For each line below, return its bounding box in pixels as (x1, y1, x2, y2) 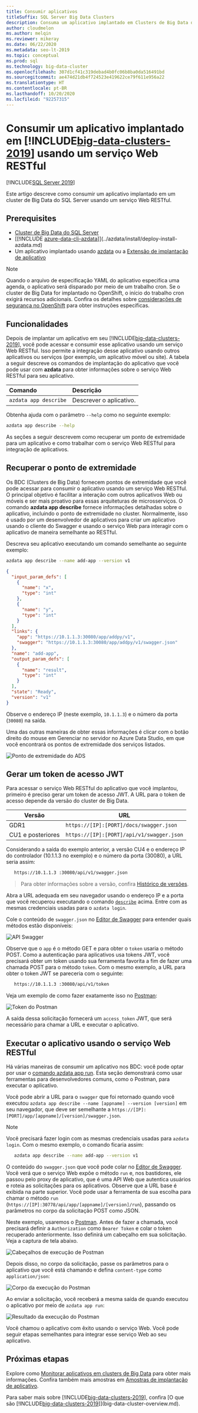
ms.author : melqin (6, 31, 51, 37)
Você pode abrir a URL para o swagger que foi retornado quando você (6, 1094, 175, 1100)
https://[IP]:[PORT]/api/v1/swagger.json (65, 831, 184, 838)
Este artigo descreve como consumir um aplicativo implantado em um (6, 190, 176, 197)
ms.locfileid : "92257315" (6, 96, 70, 102)
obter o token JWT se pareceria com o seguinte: (6, 970, 124, 977)
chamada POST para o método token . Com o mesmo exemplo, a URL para (6, 964, 186, 971)
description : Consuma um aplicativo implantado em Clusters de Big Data (6, 19, 189, 25)
